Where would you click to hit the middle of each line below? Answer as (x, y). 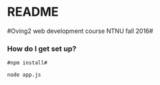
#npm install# (27, 63)
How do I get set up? (42, 49)
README (33, 12)
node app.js (24, 75)
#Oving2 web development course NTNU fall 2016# (80, 31)
